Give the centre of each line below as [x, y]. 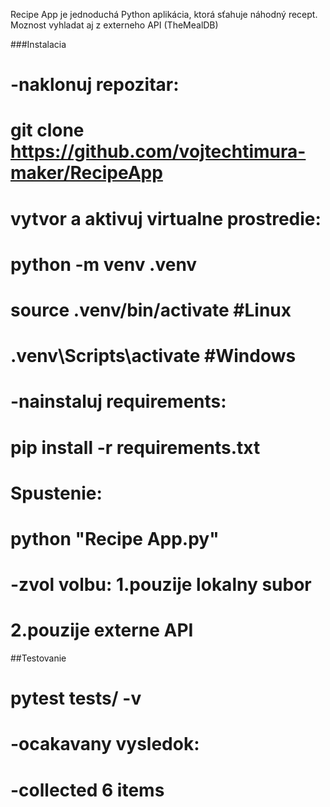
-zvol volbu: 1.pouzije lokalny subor [161, 585]
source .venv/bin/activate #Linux [151, 310]
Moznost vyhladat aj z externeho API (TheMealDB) [114, 25]
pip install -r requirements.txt [135, 447]
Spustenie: [56, 493]
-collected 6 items [87, 790]
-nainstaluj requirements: [118, 401]
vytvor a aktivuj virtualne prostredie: [166, 218]
